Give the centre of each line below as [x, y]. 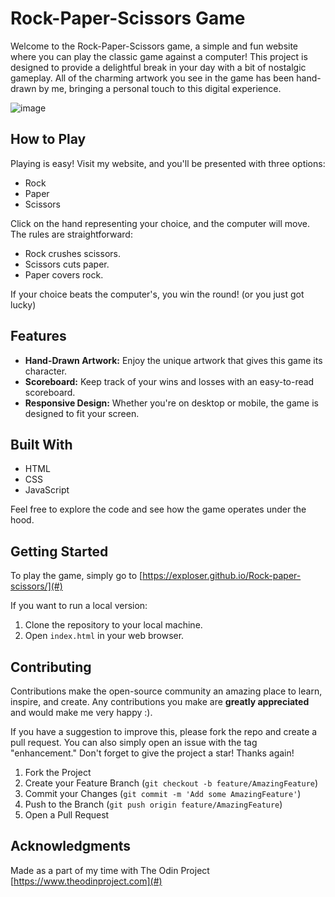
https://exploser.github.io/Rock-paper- [222, 576]
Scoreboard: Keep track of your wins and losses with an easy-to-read [169, 381]
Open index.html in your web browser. [104, 636]
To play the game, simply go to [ [76, 576]
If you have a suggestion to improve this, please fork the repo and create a [164, 731]
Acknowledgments [71, 846]
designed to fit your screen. [82, 413]
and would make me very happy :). [81, 712]
